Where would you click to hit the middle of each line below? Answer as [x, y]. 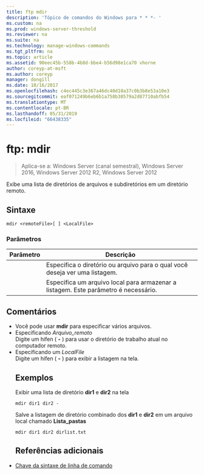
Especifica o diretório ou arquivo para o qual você [117, 265]
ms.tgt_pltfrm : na [29, 52]
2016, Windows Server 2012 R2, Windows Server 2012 [89, 173]
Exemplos [34, 378]
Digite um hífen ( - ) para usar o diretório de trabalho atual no [91, 339]
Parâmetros [24, 239]
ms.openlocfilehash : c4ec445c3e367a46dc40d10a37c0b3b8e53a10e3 [88, 91]
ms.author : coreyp [29, 74]
